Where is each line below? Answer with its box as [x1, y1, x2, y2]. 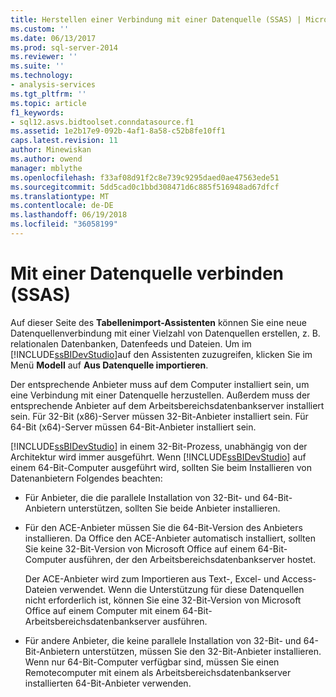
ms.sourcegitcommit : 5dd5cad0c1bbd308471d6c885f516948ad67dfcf [10, 182, 280, 192]
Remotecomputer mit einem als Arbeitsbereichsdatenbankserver [24, 666, 292, 678]
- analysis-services [10, 80, 97, 90]
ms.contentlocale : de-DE [10, 201, 114, 211]
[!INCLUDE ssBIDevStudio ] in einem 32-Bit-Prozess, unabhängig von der [10, 440, 308, 452]
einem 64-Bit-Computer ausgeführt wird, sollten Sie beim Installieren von [10, 461, 312, 473]
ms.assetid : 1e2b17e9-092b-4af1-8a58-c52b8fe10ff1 [10, 126, 226, 136]
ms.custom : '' [10, 24, 70, 34]
